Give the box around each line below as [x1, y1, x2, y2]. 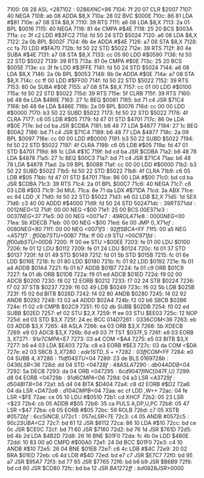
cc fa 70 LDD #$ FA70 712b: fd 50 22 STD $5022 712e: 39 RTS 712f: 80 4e [7, 44, 192, 52]
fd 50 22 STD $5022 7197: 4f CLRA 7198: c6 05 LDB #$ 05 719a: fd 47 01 [7, 142, 188, 148]
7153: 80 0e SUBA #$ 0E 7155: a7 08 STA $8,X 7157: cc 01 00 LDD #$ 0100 [7, 83, 192, 91]
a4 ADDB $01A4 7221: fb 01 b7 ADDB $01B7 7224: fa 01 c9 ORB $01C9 [7, 265, 184, 271]
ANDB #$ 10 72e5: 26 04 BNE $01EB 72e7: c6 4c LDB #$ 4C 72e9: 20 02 [7, 445, 188, 452]
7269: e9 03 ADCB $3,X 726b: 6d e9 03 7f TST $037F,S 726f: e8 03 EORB [7, 329, 194, 336]
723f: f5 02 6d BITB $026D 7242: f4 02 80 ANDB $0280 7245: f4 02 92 [7, 290, 187, 297]
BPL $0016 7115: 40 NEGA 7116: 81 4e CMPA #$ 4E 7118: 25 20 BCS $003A [7, 25, 193, 32]
